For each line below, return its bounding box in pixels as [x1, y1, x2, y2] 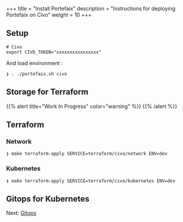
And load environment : [6, 59, 63, 67]
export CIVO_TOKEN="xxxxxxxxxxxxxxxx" [6, 49, 102, 55]
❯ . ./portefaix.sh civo [6, 71, 67, 77]
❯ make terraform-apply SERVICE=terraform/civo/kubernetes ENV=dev [6, 178, 176, 184]
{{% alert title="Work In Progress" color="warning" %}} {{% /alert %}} [6, 103, 178, 110]
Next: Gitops [6, 210, 37, 217]
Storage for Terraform [6, 87, 89, 97]
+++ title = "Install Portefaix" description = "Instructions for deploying [6, 5, 176, 12]
